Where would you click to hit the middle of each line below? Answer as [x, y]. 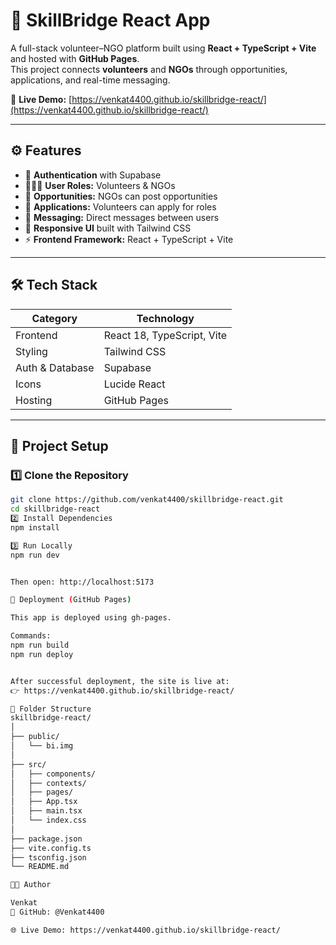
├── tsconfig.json [48, 857]
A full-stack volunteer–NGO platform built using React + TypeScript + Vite [163, 48]
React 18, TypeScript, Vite [165, 335]
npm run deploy [42, 654]
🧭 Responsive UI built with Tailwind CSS [108, 228]
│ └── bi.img [42, 746]
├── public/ [35, 737]
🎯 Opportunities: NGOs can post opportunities [121, 196]
